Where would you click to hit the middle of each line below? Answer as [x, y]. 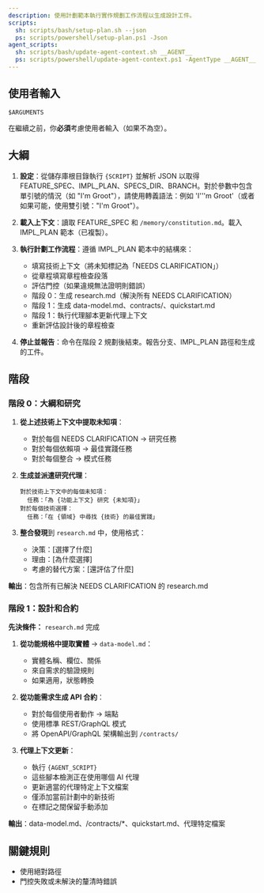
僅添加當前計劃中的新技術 [73, 797]
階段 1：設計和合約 [43, 609]
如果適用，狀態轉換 [63, 680]
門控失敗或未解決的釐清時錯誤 [68, 881]
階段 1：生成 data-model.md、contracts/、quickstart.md [123, 305]
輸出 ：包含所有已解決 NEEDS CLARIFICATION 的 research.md [108, 586]
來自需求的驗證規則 [63, 671]
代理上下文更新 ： [47, 751]
